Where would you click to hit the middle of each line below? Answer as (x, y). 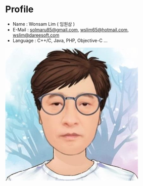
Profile (19, 9)
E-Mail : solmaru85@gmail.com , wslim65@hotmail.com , (70, 29)
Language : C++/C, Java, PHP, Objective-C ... (60, 40)
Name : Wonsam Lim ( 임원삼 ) (43, 24)
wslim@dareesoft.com (36, 35)
